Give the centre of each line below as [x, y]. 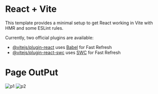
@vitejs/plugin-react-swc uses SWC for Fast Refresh [66, 52]
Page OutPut [32, 72]
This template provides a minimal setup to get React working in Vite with [79, 23]
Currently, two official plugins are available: [49, 38]
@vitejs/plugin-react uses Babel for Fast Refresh [62, 47]
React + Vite [31, 9]
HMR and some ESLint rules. [34, 28]
